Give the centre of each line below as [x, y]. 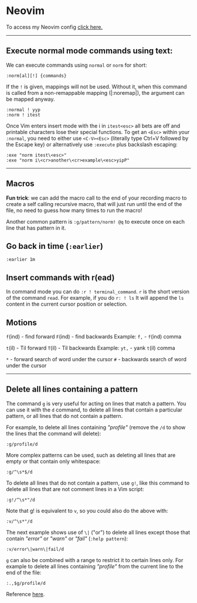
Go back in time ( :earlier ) [55, 246]
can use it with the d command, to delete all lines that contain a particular [94, 410]
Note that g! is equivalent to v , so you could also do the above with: [87, 511]
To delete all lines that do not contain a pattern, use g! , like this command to [98, 483]
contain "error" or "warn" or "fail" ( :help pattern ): [67, 538]
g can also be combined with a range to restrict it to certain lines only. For [95, 560]
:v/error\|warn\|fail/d [35, 549]
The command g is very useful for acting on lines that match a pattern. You [96, 403]
